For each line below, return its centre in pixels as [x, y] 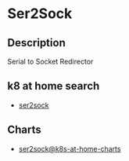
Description [36, 43]
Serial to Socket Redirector [50, 61]
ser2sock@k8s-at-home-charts [70, 148]
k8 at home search [54, 86]
